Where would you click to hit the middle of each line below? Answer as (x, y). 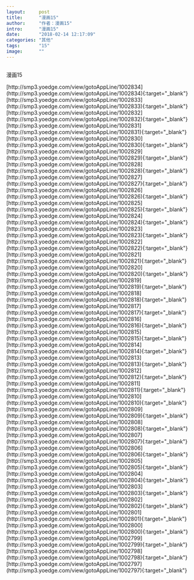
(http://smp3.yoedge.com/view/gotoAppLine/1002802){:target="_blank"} (97, 506)
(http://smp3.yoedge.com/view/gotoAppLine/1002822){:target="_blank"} (97, 248)
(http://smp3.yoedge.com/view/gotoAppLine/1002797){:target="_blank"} (97, 570)
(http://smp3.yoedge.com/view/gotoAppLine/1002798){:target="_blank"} (97, 557)
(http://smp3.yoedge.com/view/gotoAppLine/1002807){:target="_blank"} (97, 441)
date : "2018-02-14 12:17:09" (51, 35)
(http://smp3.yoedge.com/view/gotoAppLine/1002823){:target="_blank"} (97, 235)
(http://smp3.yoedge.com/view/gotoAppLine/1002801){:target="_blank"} (97, 519)
